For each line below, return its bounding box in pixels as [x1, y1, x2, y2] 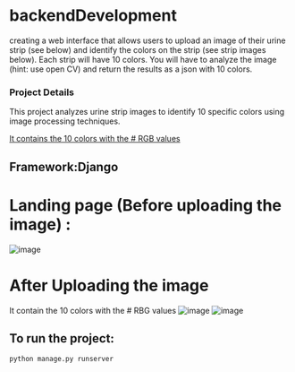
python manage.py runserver [9, 355, 114, 364]
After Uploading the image [9, 275, 209, 296]
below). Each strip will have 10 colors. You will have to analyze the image [9, 54, 277, 65]
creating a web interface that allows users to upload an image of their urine [9, 35, 286, 46]
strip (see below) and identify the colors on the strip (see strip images [9, 44, 266, 55]
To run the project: [9, 331, 114, 346]
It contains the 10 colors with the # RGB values [9, 134, 181, 144]
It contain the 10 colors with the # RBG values [9, 305, 177, 316]
